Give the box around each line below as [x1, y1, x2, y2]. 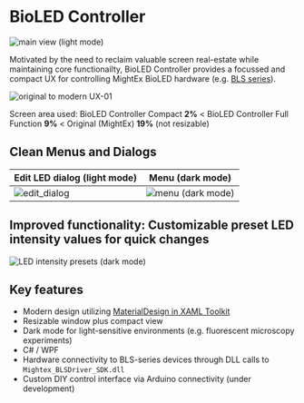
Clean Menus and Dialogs [9, 144, 157, 160]
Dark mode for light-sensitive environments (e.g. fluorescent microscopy [22, 325, 295, 337]
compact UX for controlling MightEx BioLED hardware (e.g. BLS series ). [9, 73, 277, 84]
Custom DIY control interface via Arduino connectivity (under [22, 374, 251, 385]
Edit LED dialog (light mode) [14, 171, 138, 183]
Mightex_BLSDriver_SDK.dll [22, 366, 125, 375]
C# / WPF [22, 345, 59, 356]
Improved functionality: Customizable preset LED [9, 218, 295, 233]
